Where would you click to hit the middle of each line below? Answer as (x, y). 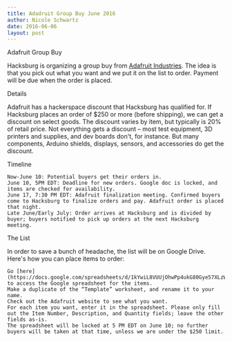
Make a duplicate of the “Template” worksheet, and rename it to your (111, 290)
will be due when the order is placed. (60, 81)
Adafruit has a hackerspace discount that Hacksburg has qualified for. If (109, 107)
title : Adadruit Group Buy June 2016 (61, 13)
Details (17, 94)
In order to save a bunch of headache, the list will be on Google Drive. (106, 252)
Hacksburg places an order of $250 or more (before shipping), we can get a (115, 114)
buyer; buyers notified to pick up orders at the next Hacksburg (103, 219)
